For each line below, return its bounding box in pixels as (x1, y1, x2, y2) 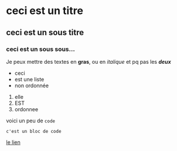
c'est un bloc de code (6, 128, 62, 134)
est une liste (14, 75, 45, 83)
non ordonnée (14, 82, 49, 89)
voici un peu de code (6, 117, 56, 124)
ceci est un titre (6, 4, 84, 18)
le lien (6, 139, 21, 146)
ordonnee (14, 105, 39, 112)
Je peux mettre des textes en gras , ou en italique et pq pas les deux (6, 58, 171, 65)
